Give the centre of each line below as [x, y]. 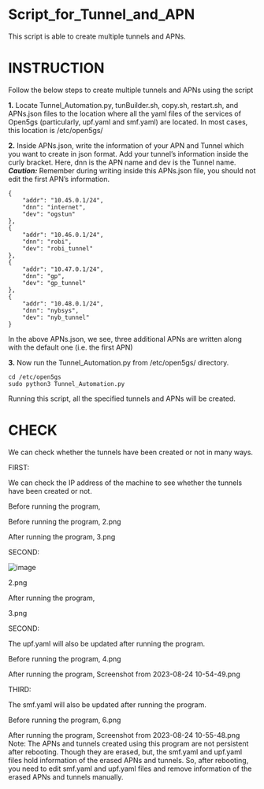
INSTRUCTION [56, 68]
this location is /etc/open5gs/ [56, 130]
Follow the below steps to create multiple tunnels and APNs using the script [131, 90]
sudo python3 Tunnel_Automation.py [67, 383]
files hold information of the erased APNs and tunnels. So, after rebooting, [128, 760]
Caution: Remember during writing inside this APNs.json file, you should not [132, 170]
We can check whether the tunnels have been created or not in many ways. [131, 452]
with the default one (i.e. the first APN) [71, 347]
